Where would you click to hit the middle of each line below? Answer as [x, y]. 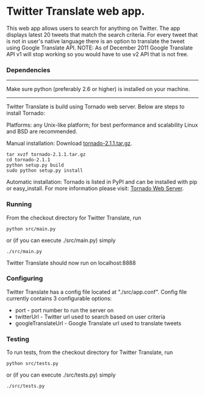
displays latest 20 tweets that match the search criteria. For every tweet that [102, 34]
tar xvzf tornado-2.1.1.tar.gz [46, 155]
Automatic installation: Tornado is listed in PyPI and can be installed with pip [102, 182]
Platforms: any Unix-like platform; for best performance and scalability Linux [102, 125]
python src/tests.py [33, 364]
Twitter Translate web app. [76, 11]
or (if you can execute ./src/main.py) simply [61, 240]
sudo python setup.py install [45, 171]
